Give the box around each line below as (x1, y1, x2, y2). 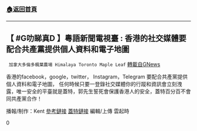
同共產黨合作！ (6, 95, 42, 102)
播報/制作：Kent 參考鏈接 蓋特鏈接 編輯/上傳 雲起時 (6, 108, 130, 115)
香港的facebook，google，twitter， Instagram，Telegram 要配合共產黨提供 (6, 73, 188, 80)
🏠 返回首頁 (6, 5, 38, 13)
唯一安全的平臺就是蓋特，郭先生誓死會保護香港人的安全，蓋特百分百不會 (16, 88, 191, 95)
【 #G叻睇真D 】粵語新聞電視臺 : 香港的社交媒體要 (6, 33, 186, 43)
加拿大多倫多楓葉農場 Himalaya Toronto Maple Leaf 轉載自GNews (8, 61, 161, 68)
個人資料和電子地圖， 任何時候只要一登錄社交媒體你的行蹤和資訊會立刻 (6, 81, 177, 88)
